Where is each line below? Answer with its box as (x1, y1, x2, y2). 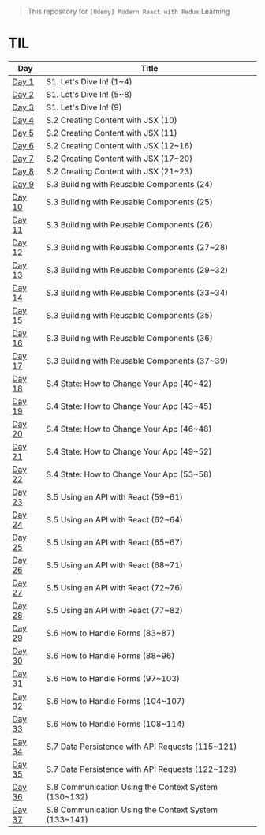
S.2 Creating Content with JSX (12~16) (46, 140, 193, 151)
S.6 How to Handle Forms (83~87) (46, 627, 175, 638)
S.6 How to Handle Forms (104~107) (46, 695, 185, 706)
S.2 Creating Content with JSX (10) (46, 114, 177, 125)
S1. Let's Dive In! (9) (46, 102, 122, 113)
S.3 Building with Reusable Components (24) (46, 178, 213, 189)
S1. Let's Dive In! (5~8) (46, 88, 132, 99)
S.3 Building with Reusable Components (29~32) (46, 264, 229, 275)
